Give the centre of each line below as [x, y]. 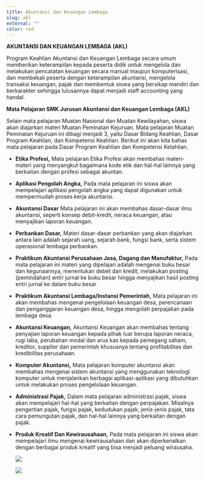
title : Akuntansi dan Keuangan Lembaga [57, 12]
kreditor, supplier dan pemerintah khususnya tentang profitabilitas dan [104, 347]
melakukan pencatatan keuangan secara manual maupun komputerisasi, [98, 72]
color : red [20, 29]
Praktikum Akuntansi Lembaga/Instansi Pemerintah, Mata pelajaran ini [106, 296]
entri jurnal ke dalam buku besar [56, 284]
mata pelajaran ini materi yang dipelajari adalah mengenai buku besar [103, 265]
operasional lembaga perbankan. [57, 246]
